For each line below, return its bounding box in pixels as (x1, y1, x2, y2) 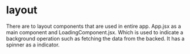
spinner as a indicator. (6, 41, 60, 48)
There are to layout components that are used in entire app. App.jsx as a (6, 23, 181, 30)
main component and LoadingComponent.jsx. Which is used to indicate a (6, 28, 184, 35)
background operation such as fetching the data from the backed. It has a (6, 35, 185, 42)
